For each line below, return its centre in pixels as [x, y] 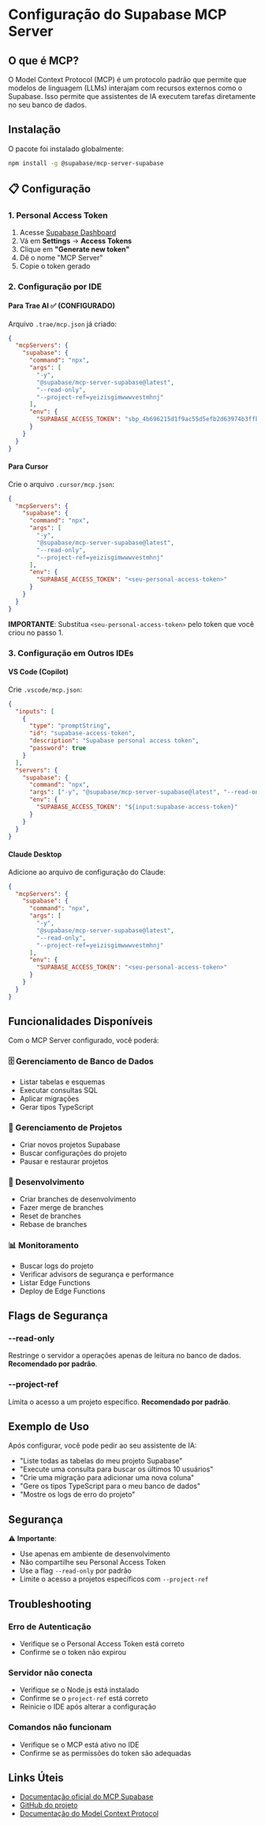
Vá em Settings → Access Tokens [76, 241]
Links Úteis [36, 1777]
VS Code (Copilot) [38, 672]
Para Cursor [28, 467]
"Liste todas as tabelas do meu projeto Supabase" [101, 1461]
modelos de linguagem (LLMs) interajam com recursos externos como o [125, 88]
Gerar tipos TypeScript [56, 1107]
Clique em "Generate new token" [75, 249]
